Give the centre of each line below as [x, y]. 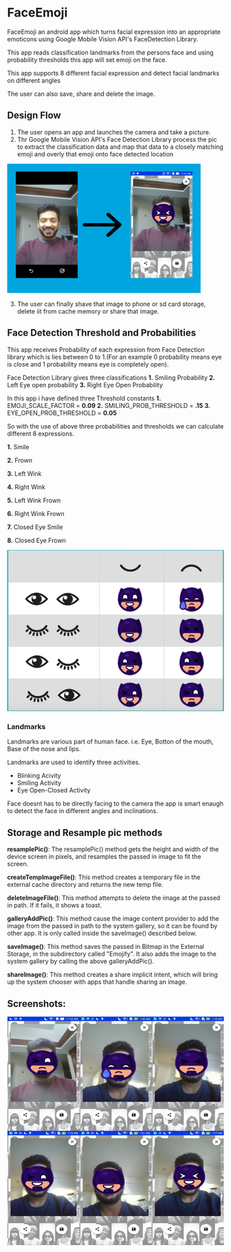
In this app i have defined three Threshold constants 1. [84, 398]
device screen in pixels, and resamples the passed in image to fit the [104, 856]
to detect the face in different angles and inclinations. [82, 811]
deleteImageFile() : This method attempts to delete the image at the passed [114, 898]
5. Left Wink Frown [34, 500]
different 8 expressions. [41, 433]
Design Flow [34, 115]
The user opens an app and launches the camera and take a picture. [114, 132]
